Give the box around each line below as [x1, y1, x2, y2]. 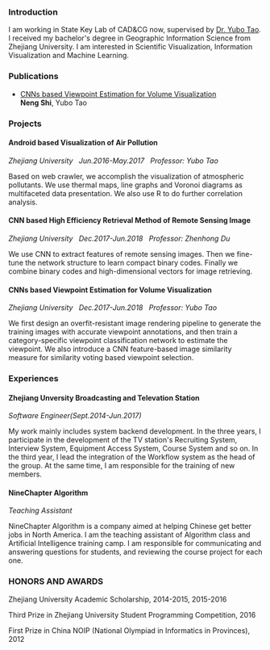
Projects [8, 118, 42, 129]
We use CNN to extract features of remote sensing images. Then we [8, 249, 235, 258]
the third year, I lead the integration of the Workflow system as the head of [8, 452, 255, 462]
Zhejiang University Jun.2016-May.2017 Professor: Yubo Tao [8, 156, 219, 166]
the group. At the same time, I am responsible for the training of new [8, 461, 235, 471]
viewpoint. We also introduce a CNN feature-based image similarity [8, 344, 232, 354]
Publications [8, 71, 59, 82]
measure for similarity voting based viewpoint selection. [8, 353, 194, 363]
